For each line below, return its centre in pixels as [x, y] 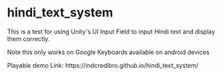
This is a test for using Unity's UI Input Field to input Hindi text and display [111, 31]
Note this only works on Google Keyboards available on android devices [108, 52]
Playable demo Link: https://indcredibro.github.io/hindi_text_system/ [103, 65]
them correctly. [28, 38]
